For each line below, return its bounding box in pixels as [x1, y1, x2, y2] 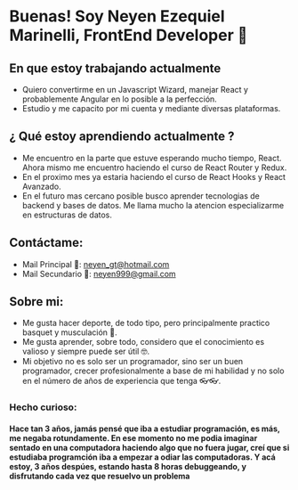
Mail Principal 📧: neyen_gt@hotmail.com [21, 258, 170, 269]
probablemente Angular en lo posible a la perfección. [21, 94, 218, 104]
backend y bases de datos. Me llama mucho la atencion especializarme [21, 200, 285, 210]
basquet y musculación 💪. [21, 327, 117, 338]
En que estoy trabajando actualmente [9, 61, 221, 76]
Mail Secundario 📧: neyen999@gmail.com [21, 268, 176, 279]
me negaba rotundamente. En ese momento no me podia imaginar [9, 432, 258, 443]
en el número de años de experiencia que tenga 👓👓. [21, 376, 221, 387]
